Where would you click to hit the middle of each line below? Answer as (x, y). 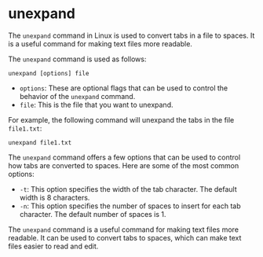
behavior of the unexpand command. (77, 96)
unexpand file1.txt (40, 142)
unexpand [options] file (49, 73)
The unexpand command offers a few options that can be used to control (124, 157)
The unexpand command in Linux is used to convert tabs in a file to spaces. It (131, 35)
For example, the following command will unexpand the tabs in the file (121, 119)
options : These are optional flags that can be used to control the (124, 88)
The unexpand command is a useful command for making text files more (124, 229)
